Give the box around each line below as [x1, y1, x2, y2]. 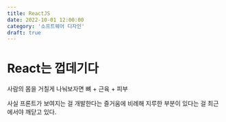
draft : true [7, 29, 41, 36]
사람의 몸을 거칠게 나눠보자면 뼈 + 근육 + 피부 [7, 85, 128, 93]
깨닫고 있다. [25, 108, 57, 117]
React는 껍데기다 [7, 61, 99, 76]
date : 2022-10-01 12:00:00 [7, 16, 84, 23]
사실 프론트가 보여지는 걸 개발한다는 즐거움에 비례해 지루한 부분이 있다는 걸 [7, 99, 207, 108]
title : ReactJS [7, 10, 51, 17]
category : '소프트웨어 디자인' [7, 23, 85, 29]
